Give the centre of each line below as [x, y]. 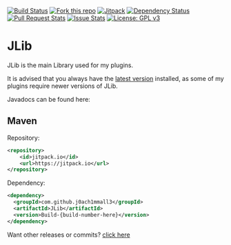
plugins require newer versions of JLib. [63, 86]
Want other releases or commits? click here [69, 235]
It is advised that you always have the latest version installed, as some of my [115, 78]
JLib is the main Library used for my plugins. [70, 65]
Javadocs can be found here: [49, 99]
